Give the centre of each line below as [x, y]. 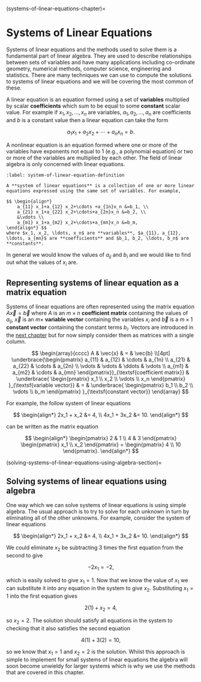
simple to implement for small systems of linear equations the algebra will [97, 659]
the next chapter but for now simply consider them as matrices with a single [100, 335]
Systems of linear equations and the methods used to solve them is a [91, 49]
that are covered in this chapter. [46, 672]
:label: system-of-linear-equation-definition [65, 175]
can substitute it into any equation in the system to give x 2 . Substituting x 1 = [100, 588]
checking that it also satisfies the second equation [68, 628]
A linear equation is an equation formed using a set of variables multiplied [98, 99]
